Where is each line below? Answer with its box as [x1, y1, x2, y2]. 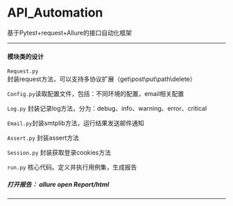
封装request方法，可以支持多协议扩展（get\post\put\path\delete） [7, 75, 196, 84]
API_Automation [7, 5, 103, 21]
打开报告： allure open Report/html [7, 180, 110, 188]
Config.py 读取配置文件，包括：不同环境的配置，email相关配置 [7, 90, 184, 98]
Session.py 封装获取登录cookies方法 [7, 149, 111, 157]
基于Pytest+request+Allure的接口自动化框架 [7, 28, 132, 37]
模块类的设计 [7, 52, 44, 60]
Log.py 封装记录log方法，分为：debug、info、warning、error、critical [7, 104, 207, 113]
